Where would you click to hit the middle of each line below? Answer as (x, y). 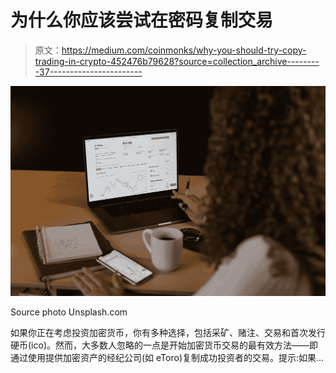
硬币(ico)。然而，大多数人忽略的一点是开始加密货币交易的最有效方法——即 (164, 345)
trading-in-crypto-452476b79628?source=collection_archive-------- (177, 61)
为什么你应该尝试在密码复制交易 (142, 20)
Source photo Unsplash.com (69, 312)
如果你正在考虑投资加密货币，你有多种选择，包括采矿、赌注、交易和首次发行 (168, 333)
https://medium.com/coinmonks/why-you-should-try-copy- (184, 50)
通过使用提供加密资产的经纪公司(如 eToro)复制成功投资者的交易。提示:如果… (167, 358)
